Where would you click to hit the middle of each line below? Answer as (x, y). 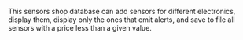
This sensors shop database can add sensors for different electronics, (122, 11)
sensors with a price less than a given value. (80, 28)
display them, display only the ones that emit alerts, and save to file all (121, 20)
